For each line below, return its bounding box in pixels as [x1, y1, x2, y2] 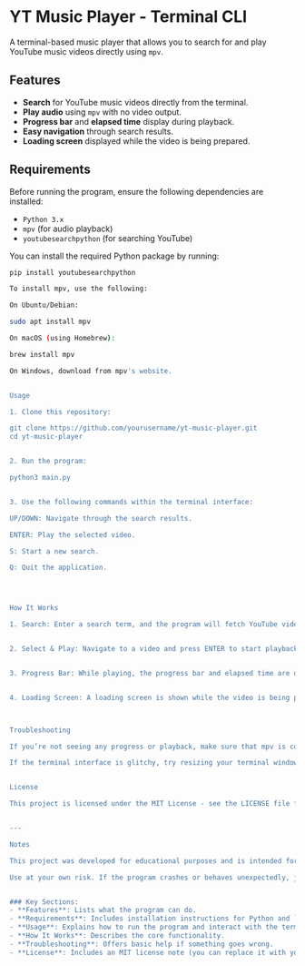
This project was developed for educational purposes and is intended [9, 856, 282, 866]
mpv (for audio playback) [22, 223, 113, 234]
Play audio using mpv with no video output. [22, 107, 182, 117]
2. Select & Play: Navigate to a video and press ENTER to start [9, 645, 261, 654]
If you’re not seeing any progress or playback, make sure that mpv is [9, 742, 286, 751]
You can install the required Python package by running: [9, 250, 220, 261]
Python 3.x [22, 215, 64, 224]
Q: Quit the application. [9, 563, 107, 573]
